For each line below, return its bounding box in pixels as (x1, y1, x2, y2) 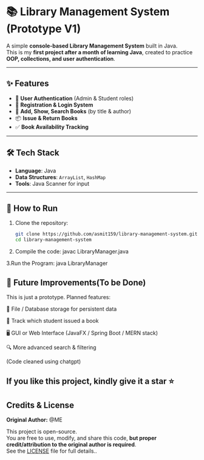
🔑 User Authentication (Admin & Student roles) (15, 94, 134, 102)
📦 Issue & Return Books (15, 114, 78, 122)
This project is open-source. (6, 428, 77, 436)
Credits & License (6, 400, 75, 410)
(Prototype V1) (6, 22, 81, 36)
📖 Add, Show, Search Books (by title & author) (15, 107, 132, 115)
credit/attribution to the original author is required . (6, 441, 137, 448)
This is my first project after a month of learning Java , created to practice (6, 48, 193, 55)
